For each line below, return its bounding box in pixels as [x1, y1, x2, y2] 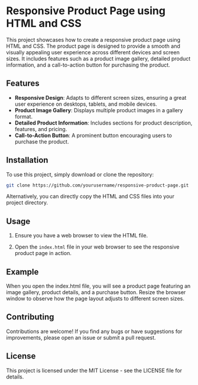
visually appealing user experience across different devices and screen [6, 48, 180, 56]
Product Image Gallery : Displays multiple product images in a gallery [14, 106, 183, 113]
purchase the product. [14, 138, 69, 145]
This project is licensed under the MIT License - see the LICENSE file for [6, 367, 182, 374]
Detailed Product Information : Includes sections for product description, [14, 119, 193, 126]
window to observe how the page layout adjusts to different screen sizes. [6, 295, 184, 302]
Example [6, 267, 39, 277]
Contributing [6, 312, 54, 322]
